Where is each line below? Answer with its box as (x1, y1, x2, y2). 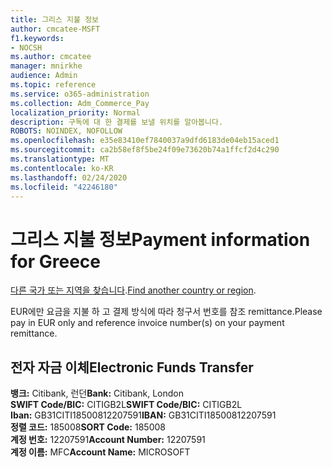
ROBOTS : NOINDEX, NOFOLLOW (10, 126, 123, 136)
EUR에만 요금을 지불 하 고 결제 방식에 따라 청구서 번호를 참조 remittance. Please (10, 306, 323, 318)
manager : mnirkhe (10, 61, 83, 71)
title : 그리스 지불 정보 (10, 14, 100, 25)
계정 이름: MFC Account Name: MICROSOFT (10, 446, 191, 458)
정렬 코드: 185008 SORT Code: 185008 (10, 421, 166, 433)
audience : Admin (10, 71, 78, 81)
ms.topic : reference (10, 80, 97, 90)
